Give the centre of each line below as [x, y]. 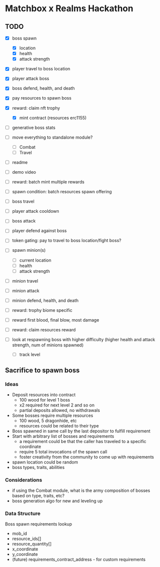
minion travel [25, 281]
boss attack [24, 221]
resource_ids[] [27, 539]
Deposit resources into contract [44, 395]
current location [35, 260]
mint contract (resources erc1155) [53, 118]
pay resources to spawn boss [42, 98]
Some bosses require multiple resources [53, 415]
